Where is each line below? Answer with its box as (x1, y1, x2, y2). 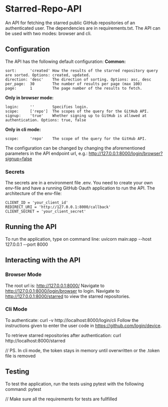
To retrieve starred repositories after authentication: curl (5, 332, 121, 338)
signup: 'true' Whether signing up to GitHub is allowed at (5, 113, 147, 118)
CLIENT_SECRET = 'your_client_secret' (5, 209, 86, 214)
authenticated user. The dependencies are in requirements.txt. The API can (5, 25, 160, 31)
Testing (5, 367, 30, 376)
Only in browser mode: (5, 94, 54, 101)
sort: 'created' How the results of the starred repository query (5, 68, 158, 73)
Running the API (5, 223, 57, 231)
